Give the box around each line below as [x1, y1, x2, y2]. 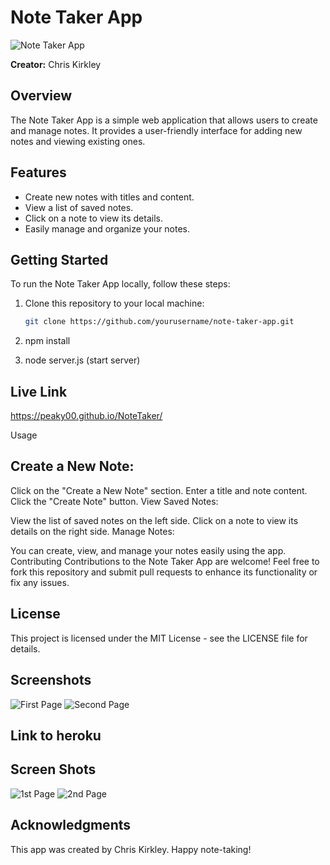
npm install [24, 335, 71, 347]
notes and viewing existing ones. [10, 135, 146, 147]
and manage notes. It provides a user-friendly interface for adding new [10, 124, 303, 136]
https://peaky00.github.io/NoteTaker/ [10, 410, 163, 422]
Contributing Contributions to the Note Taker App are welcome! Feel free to [10, 555, 320, 567]
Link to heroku [10, 727, 102, 744]
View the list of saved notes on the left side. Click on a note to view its [10, 514, 299, 526]
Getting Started [10, 251, 109, 268]
